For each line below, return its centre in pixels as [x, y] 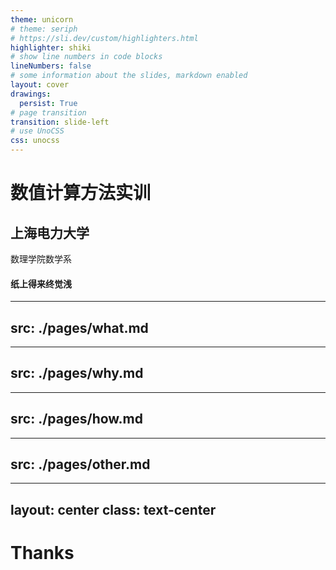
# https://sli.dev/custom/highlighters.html [104, 38]
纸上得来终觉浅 [41, 283]
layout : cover [40, 85]
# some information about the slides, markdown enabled [129, 76]
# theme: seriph [44, 29]
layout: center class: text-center [113, 509]
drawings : [31, 94]
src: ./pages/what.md [79, 327]
